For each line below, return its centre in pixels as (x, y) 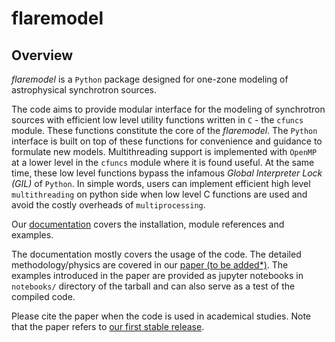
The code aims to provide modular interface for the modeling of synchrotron (168, 109)
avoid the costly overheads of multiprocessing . (108, 205)
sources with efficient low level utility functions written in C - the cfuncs (157, 120)
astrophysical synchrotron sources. (84, 90)
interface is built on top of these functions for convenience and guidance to (167, 141)
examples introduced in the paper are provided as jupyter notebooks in (157, 275)
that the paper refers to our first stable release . (108, 326)
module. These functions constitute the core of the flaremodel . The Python (164, 130)
